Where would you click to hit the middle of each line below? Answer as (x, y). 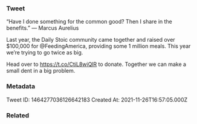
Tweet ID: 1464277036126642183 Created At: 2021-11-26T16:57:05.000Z (97, 100)
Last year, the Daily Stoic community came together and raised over (91, 40)
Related (18, 115)
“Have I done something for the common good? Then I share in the (89, 22)
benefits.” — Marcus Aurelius (43, 28)
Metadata (21, 86)
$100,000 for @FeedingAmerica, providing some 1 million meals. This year (98, 46)
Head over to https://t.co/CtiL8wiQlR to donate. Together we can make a (96, 64)
